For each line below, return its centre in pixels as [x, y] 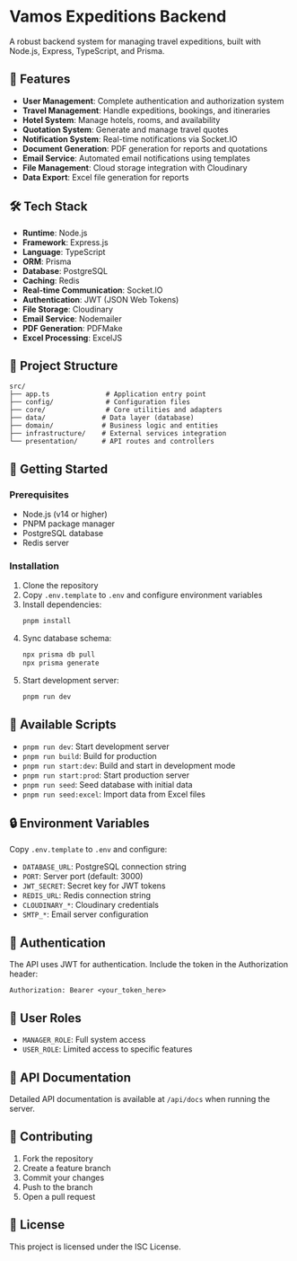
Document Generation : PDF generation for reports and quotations [144, 148]
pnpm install [47, 622]
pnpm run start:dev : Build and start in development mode [129, 765]
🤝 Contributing [51, 1137]
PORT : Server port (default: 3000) [83, 877]
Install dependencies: [62, 604]
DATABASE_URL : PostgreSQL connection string [104, 867]
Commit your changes [63, 1177]
